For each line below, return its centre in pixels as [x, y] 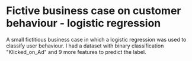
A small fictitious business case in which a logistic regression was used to [96, 39]
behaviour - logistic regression [84, 23]
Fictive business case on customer [94, 11]
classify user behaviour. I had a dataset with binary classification [85, 46]
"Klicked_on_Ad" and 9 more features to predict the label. [76, 52]
